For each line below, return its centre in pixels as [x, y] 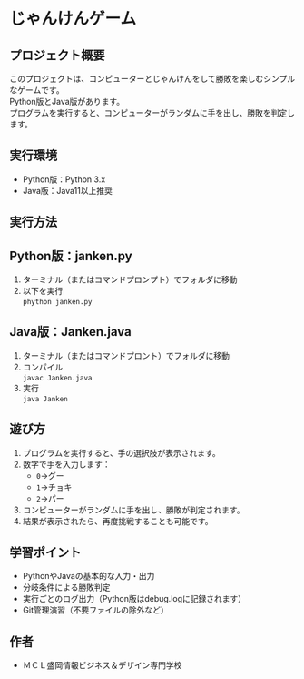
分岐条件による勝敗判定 [66, 587]
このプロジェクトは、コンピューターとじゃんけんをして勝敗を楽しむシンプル [152, 79]
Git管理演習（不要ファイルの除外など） [96, 610]
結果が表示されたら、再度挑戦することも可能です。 [118, 521]
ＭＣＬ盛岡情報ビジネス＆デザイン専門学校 [102, 665]
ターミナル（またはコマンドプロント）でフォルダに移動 [126, 355]
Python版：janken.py [71, 256]
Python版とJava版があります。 [67, 101]
